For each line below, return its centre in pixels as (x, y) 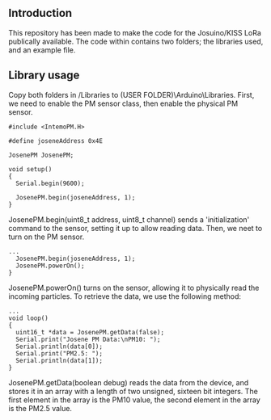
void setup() (30, 169)
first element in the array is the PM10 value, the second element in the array (134, 400)
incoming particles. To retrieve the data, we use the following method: (125, 296)
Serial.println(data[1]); (59, 360)
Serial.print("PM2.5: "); (59, 353)
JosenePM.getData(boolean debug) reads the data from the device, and (129, 382)
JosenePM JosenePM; (41, 155)
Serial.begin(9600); (50, 183)
